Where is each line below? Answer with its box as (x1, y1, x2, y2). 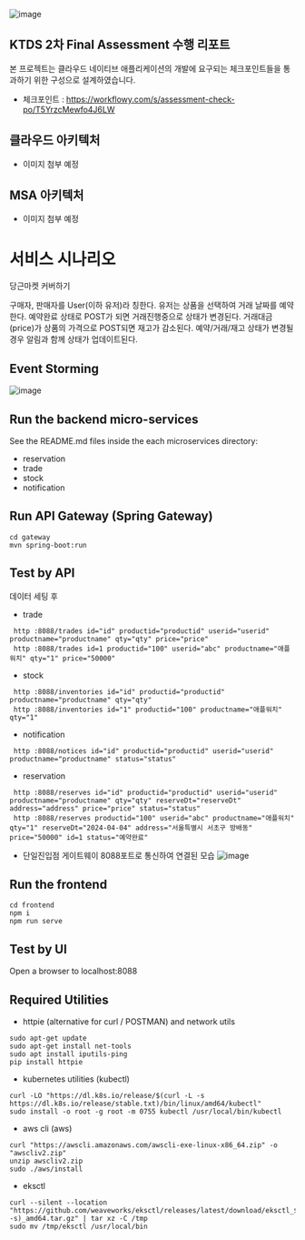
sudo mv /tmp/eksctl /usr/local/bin (9, 1222, 148, 1232)
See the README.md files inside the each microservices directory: (9, 436, 259, 446)
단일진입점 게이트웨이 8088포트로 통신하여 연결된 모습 (22, 850, 215, 861)
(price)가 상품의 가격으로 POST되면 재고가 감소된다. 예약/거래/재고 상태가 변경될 (9, 323, 294, 334)
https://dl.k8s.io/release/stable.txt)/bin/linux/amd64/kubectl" (9, 1099, 261, 1109)
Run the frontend (9, 877, 107, 892)
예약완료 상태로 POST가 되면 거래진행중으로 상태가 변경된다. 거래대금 (28, 311, 273, 322)
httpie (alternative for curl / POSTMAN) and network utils (22, 1016, 236, 1027)
